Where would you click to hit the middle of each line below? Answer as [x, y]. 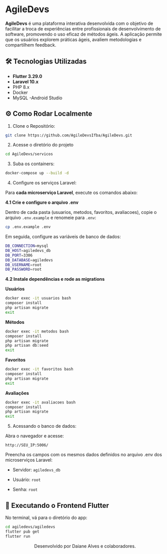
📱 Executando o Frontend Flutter [57, 505]
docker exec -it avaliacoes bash [40, 402]
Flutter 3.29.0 [27, 76]
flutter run [18, 536]
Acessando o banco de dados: [45, 426]
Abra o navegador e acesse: [35, 436]
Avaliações [17, 393]
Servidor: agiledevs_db [36, 470]
